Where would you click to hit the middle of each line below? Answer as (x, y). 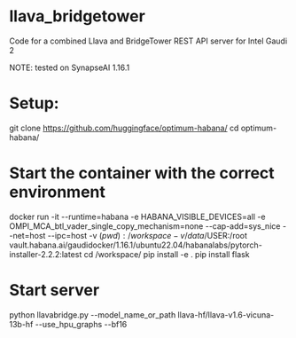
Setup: (34, 103)
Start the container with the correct (142, 173)
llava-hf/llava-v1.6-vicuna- (226, 314)
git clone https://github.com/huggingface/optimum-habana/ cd (124, 128)
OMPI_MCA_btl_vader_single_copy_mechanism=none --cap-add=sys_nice (145, 226)
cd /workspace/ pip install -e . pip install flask (167, 254)
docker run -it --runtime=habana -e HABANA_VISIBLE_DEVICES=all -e (137, 216)
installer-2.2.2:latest (46, 254)
